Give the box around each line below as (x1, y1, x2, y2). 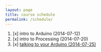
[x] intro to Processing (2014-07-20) (12, 36, 88, 42)
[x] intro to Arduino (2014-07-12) (12, 31, 81, 37)
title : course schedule (5, 12, 56, 17)
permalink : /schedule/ (5, 17, 53, 22)
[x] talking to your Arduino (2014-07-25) (12, 41, 96, 47)
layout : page (5, 7, 33, 13)
